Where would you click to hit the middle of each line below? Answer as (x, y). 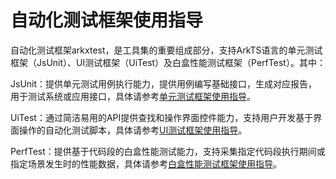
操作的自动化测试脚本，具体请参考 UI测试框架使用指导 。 (133, 130)
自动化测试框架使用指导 (107, 20)
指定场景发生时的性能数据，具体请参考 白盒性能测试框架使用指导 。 (146, 163)
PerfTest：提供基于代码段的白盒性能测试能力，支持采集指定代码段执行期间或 (168, 151)
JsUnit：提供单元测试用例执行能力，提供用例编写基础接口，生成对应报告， (164, 83)
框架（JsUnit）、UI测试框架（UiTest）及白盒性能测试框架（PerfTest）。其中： (168, 62)
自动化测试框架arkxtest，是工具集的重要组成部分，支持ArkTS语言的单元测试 (166, 50)
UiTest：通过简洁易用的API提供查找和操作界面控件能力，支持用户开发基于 (162, 117)
